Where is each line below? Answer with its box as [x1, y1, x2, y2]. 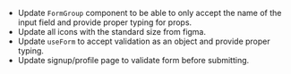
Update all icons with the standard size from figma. [17, 27, 207, 37]
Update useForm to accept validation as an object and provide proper [17, 36, 270, 46]
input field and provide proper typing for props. [17, 17, 193, 28]
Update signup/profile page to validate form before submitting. [17, 55, 250, 65]
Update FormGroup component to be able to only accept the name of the [17, 8, 282, 18]
